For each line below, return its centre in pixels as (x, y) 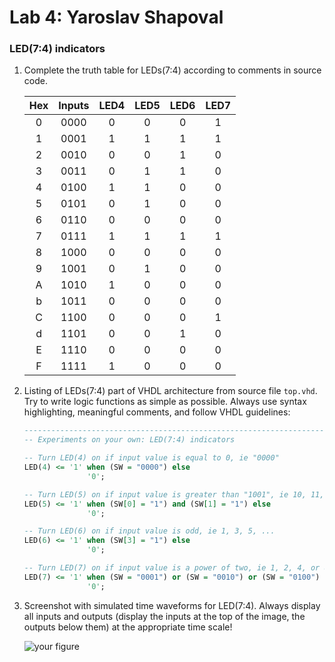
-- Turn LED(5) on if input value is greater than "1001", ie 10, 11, (174, 494)
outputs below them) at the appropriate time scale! (128, 627)
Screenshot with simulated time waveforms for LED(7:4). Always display (172, 605)
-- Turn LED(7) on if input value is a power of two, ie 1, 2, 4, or (172, 568)
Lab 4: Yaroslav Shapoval (116, 17)
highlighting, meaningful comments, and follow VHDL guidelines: (157, 412)
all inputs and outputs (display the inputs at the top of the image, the (164, 616)
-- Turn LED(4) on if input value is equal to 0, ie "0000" (151, 458)
